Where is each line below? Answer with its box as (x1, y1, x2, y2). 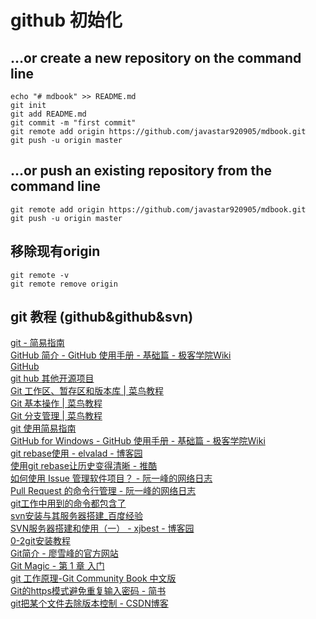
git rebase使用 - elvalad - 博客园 (10, 447, 143, 460)
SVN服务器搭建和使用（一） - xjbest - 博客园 (10, 522, 195, 535)
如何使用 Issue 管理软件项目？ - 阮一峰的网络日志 (10, 472, 213, 485)
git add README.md (10, 109, 87, 119)
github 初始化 (10, 9, 123, 32)
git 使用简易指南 (10, 422, 77, 435)
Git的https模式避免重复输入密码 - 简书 (10, 585, 167, 597)
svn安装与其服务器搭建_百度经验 (10, 510, 143, 522)
